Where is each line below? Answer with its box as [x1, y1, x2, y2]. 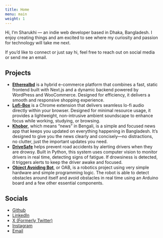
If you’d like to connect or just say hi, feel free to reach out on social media [5, 49, 155, 55]
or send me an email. [5, 55, 47, 60]
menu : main [5, 12, 27, 17]
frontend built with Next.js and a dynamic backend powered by [12, 87, 139, 93]
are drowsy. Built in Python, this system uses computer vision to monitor [12, 149, 158, 155]
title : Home [5, 7, 29, 12]
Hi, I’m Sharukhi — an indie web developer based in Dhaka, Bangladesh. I [5, 30, 152, 36]
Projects [5, 69, 31, 77]
